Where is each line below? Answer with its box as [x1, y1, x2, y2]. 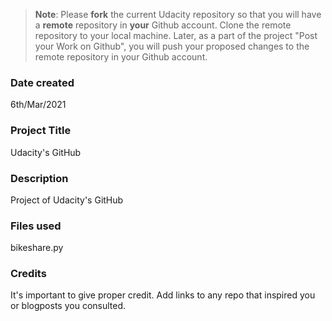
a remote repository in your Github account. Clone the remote [34, 19, 292, 31]
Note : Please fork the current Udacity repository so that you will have [34, 9, 322, 20]
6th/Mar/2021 [10, 99, 67, 111]
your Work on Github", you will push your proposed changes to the [34, 40, 310, 52]
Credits [10, 267, 47, 281]
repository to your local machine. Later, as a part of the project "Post [34, 30, 318, 41]
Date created [10, 75, 75, 89]
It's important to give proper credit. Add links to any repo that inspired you [10, 289, 316, 301]
